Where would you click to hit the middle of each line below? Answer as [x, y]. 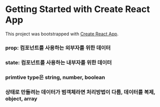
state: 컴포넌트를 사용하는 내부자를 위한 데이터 [59, 62]
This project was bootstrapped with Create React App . [62, 34]
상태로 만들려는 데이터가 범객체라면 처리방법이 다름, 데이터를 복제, [80, 92]
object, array [21, 98]
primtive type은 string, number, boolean [55, 77]
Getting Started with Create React [78, 9]
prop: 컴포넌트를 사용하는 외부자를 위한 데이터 [58, 48]
